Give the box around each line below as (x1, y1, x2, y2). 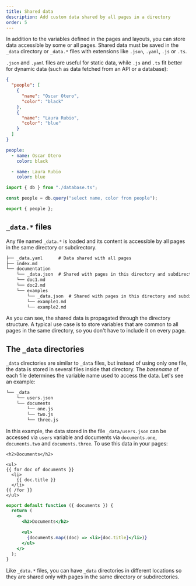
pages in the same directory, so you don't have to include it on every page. (6, 327, 186, 334)
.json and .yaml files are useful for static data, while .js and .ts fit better (6, 59, 183, 66)
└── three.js (27, 417, 59, 423)
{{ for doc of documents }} (6, 467, 75, 472)
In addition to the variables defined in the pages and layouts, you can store (6, 36, 185, 43)
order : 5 (6, 19, 27, 25)
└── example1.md (27, 299, 66, 304)
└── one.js (27, 406, 54, 412)
